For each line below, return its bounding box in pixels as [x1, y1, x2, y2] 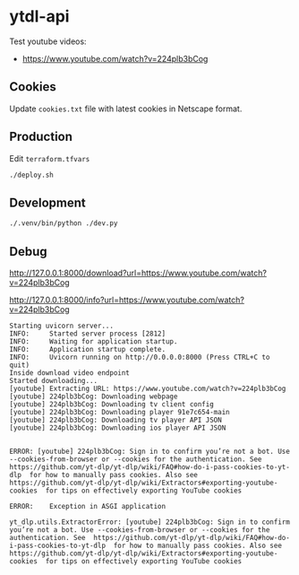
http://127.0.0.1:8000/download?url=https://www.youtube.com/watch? [9, 267, 267, 278]
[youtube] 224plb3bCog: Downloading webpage [9, 392, 178, 401]
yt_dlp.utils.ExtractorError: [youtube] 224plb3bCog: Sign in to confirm [9, 518, 291, 527]
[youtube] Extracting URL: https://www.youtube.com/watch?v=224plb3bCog [9, 384, 286, 393]
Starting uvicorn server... [9, 321, 115, 330]
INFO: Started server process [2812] [9, 329, 167, 338]
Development [9, 195, 87, 210]
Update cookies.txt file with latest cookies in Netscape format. [9, 103, 243, 114]
